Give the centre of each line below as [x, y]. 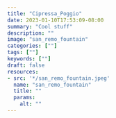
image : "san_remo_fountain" [48, 40]
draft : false [26, 65]
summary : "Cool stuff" [40, 26]
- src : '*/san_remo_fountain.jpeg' [59, 78]
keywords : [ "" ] [29, 59]
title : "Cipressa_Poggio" [44, 14]
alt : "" [31, 104]
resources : [23, 71]
